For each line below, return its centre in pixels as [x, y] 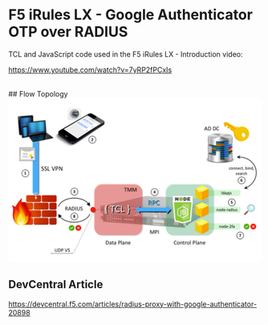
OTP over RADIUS [68, 32]
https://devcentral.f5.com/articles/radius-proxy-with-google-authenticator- [133, 304]
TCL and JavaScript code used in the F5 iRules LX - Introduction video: [126, 54]
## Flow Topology [38, 93]
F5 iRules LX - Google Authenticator [130, 15]
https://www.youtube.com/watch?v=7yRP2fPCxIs [90, 69]
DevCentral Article [56, 284]
